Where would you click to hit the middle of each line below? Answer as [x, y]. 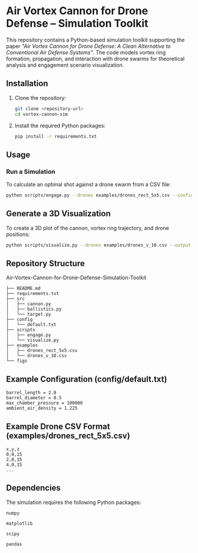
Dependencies [33, 488]
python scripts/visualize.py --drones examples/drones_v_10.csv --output [99, 245]
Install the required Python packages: [60, 125]
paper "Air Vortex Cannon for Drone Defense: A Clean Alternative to [88, 46]
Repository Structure [46, 263]
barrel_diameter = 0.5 [34, 398]
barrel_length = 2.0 [32, 393]
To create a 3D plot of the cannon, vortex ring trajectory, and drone [88, 228]
